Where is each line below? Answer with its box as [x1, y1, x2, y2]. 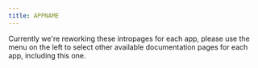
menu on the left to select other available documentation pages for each [8, 42, 248, 52]
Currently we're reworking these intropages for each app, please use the [8, 34, 250, 43]
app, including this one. [8, 50, 86, 60]
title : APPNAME [8, 11, 60, 20]
